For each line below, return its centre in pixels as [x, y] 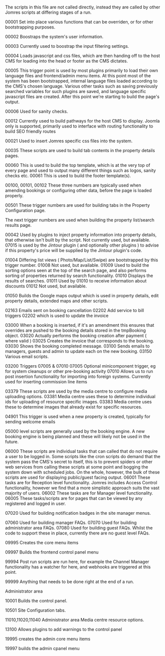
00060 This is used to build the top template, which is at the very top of [78, 165]
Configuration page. [25, 210]
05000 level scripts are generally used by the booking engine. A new [75, 431]
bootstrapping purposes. [30, 27]
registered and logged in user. [36, 503]
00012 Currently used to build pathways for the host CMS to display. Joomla [82, 121]
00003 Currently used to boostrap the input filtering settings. [67, 46]
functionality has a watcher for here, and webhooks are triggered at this [78, 567]
